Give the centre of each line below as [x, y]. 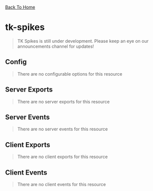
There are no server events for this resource [63, 129]
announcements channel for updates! [56, 46]
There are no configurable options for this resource [70, 74]
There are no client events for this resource [61, 184]
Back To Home [20, 7]
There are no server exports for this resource [64, 101]
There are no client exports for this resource [62, 157]
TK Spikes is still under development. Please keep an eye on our [83, 41]
